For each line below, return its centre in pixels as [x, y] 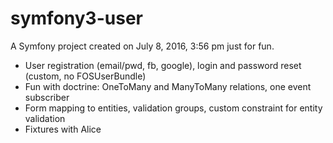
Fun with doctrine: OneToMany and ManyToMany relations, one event [168, 86]
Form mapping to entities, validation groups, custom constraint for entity [173, 108]
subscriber [47, 97]
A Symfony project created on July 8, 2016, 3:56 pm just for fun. [142, 46]
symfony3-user [76, 18]
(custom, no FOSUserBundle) [85, 76]
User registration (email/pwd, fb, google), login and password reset [163, 65]
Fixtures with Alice [63, 129]
